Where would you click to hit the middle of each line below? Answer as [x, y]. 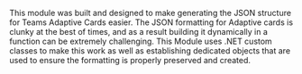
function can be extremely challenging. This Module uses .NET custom [141, 41]
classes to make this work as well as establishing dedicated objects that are [150, 51]
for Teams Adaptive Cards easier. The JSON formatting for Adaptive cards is [151, 22]
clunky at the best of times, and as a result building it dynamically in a [138, 32]
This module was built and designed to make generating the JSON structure [150, 13]
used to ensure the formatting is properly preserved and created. [130, 60]
